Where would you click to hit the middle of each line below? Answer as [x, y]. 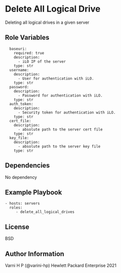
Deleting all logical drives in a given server [47, 22]
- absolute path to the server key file [59, 146]
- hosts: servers [23, 204]
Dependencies [27, 166]
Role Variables [27, 38]
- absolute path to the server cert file [60, 129]
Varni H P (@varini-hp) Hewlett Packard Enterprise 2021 [61, 265]
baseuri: [18, 49]
